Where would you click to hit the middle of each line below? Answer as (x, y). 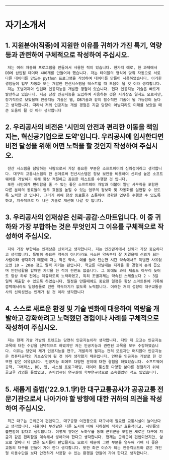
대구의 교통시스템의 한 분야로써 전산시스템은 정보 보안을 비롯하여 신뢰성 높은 (82, 174)
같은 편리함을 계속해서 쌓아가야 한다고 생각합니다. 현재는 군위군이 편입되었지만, (86, 437)
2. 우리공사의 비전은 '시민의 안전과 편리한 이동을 (75, 127)
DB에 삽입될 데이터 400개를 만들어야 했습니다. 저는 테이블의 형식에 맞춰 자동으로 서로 (83, 73)
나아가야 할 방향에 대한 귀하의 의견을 (96, 399)
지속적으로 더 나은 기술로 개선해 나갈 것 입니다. (60, 200)
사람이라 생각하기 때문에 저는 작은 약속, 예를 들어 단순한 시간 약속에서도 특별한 (77, 260)
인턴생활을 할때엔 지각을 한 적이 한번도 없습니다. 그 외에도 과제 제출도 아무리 (81, 270)
